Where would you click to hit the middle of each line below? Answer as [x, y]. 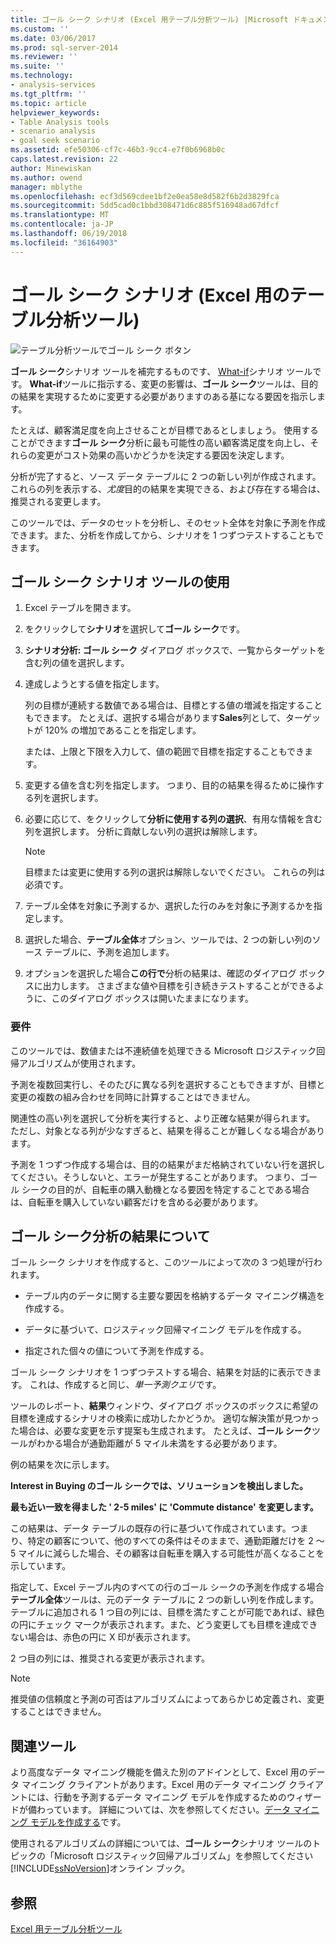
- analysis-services [53, 85]
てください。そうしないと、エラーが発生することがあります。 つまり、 [155, 1177]
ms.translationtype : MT [60, 215]
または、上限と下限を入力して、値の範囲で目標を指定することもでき [164, 752]
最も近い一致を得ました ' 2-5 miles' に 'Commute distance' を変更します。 [164, 1507]
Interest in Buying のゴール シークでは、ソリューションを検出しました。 [159, 1486]
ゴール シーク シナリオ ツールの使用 [120, 581]
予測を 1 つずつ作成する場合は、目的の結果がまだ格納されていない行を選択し [168, 1164]
